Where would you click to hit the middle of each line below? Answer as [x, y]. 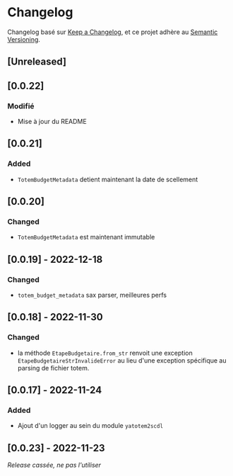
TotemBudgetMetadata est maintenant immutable [86, 237]
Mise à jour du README [52, 122]
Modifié [21, 106]
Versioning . [24, 39]
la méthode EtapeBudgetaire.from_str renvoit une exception [105, 353]
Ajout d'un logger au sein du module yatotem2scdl [90, 426]
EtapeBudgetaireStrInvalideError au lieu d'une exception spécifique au [122, 360]
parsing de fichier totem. [53, 368]
